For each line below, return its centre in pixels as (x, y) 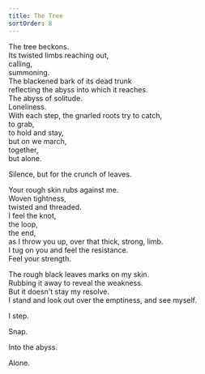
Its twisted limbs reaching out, (59, 55)
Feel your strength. (40, 258)
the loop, (23, 224)
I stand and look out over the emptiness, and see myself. (102, 300)
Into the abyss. (33, 347)
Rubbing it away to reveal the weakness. (76, 283)
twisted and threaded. (45, 206)
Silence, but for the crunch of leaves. (70, 174)
